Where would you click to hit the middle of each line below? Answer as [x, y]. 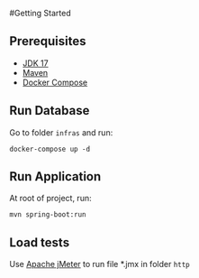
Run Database [50, 111]
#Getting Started [40, 13]
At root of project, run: [50, 199]
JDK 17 [35, 63]
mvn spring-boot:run [48, 215]
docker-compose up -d [50, 149]
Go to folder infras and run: [61, 132]
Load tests [40, 242]
